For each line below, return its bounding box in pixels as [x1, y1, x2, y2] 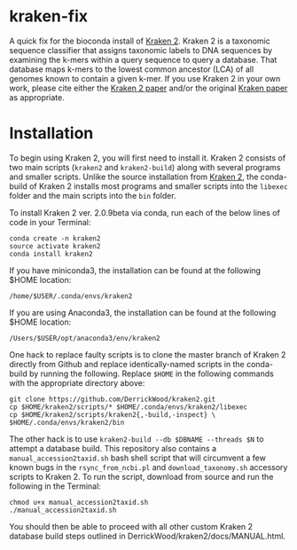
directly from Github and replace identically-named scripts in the [9, 358, 246, 369]
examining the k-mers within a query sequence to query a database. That [9, 54, 277, 65]
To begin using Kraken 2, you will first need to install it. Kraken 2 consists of [9, 153, 286, 163]
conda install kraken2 [9, 249, 93, 258]
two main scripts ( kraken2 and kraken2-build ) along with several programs [9, 161, 281, 172]
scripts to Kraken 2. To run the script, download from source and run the [9, 471, 274, 482]
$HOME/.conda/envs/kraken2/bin [9, 418, 125, 427]
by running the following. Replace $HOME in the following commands [29, 368, 275, 379]
